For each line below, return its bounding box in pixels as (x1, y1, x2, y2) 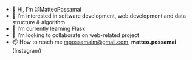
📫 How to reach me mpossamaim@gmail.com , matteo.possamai (12, 38, 177, 45)
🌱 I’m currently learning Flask (12, 25, 86, 32)
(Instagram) (12, 47, 41, 54)
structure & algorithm (12, 19, 66, 25)
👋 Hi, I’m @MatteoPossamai (12, 6, 82, 13)
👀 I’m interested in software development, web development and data (12, 12, 187, 19)
